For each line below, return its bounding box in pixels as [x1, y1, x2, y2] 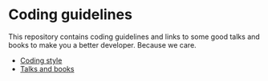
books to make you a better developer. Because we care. [8, 40, 197, 49]
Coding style [19, 56, 63, 65]
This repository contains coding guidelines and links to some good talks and [8, 32, 261, 41]
